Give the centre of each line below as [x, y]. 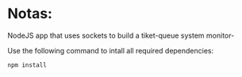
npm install [27, 65]
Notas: [30, 14]
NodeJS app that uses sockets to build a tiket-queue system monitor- [121, 35]
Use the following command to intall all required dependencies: [111, 50]
